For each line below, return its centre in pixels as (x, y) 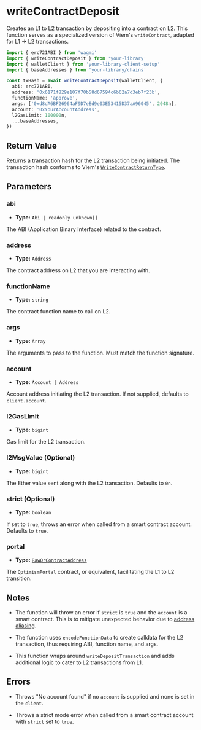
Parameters (29, 186)
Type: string (32, 300)
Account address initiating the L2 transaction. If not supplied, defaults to (97, 394)
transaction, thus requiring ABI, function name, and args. (87, 644)
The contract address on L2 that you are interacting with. (78, 270)
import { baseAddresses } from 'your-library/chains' (77, 70)
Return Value (32, 146)
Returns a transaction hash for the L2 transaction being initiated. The (93, 160)
